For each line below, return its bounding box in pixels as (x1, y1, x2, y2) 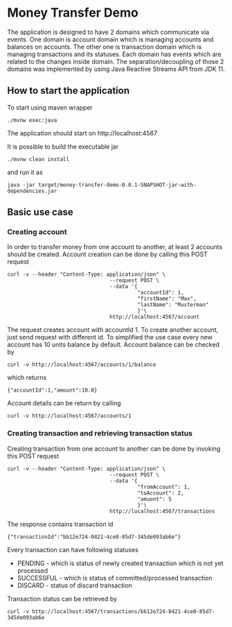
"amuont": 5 (137, 495, 172, 503)
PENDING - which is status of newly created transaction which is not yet (17, 559, 224, 567)
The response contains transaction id (7, 519, 114, 528)
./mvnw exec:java (7, 117, 57, 124)
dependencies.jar (7, 187, 57, 194)
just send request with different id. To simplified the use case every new (7, 333, 213, 342)
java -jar (7, 181, 36, 188)
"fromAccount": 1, (137, 483, 190, 490)
